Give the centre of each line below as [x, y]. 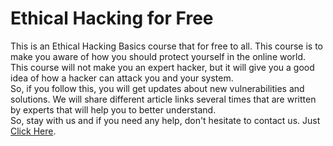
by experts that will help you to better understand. [113, 109]
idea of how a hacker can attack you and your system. [122, 78]
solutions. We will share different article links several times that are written [163, 99]
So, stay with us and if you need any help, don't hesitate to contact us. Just [165, 120]
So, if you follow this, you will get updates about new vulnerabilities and [157, 88]
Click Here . [33, 131]
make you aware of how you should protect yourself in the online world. [158, 56]
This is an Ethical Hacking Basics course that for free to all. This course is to [167, 46]
